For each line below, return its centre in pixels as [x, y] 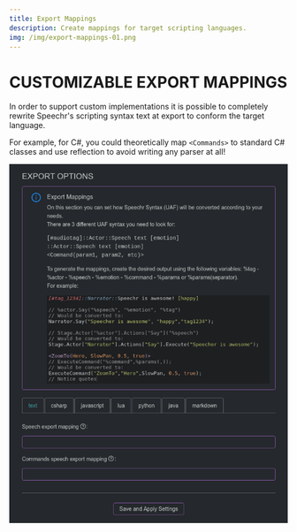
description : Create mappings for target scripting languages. [128, 28]
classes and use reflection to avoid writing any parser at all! [118, 152]
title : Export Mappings [53, 19]
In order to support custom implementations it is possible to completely [139, 107]
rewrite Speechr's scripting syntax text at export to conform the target [137, 116]
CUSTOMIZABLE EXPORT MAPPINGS [148, 82]
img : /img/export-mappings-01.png [73, 37]
